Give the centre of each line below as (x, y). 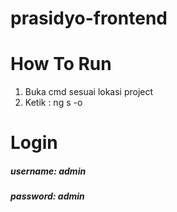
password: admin (47, 196)
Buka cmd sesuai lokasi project (89, 92)
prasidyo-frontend (89, 18)
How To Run (61, 64)
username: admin (48, 171)
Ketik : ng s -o (53, 103)
